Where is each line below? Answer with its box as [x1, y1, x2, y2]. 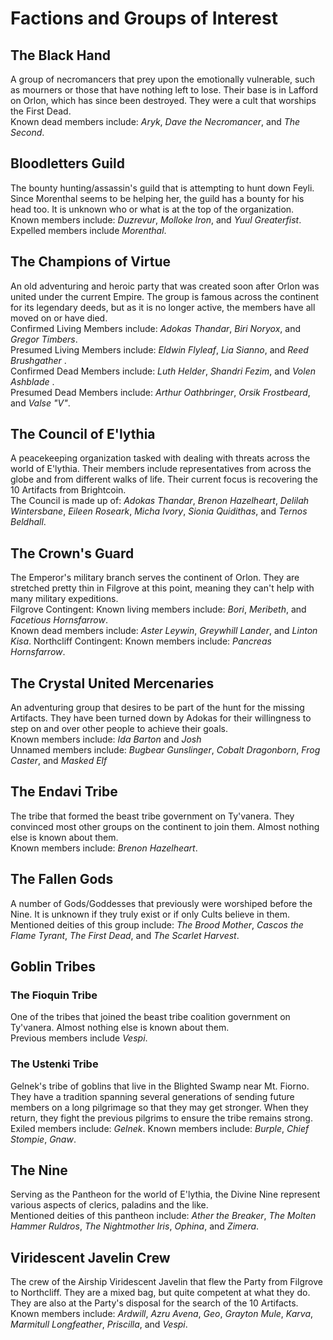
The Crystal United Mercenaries [10, 675, 215, 692]
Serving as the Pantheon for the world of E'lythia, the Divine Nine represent [10, 1188, 321, 1201]
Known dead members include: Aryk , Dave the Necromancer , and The [10, 116, 301, 127]
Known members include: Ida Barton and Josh [10, 733, 202, 746]
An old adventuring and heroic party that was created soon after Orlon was [10, 280, 320, 292]
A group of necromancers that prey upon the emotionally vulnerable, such [10, 73, 316, 85]
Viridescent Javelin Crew [10, 1249, 171, 1266]
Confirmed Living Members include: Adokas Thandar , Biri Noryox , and [10, 322, 302, 334]
